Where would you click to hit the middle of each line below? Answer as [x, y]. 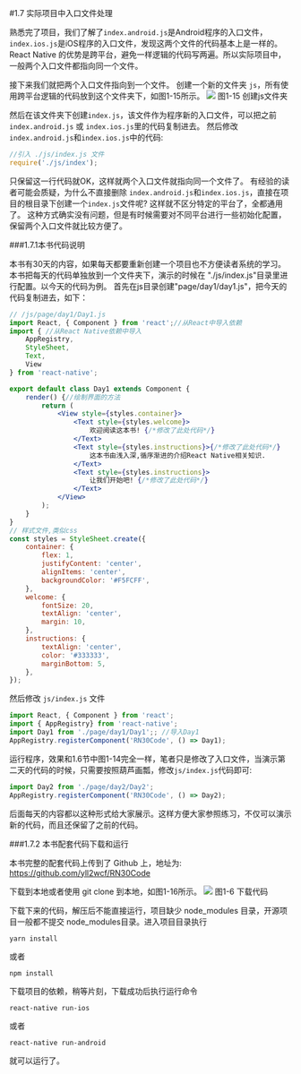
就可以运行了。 [37, 1061]
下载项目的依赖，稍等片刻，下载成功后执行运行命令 [103, 991]
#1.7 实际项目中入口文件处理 [61, 13]
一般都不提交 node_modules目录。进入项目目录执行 [112, 922]
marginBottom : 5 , [73, 664]
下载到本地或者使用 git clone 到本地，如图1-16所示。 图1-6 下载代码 [139, 891]
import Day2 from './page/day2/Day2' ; [82, 786]
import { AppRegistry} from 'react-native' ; [94, 724]
